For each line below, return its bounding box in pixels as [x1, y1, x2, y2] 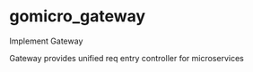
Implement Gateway [9, 36, 83, 46]
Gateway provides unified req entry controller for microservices [9, 52, 244, 63]
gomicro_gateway [9, 6, 146, 27]
